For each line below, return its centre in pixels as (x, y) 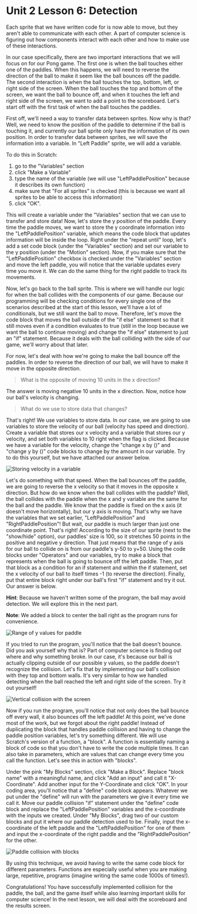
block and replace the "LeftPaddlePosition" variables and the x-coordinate (96, 809)
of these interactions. (32, 46)
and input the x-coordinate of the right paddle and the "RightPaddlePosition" (98, 834)
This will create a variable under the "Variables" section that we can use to (96, 215)
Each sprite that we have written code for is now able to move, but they (92, 27)
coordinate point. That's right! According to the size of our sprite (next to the (98, 530)
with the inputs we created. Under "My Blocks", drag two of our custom (92, 815)
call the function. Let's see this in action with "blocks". (72, 760)
